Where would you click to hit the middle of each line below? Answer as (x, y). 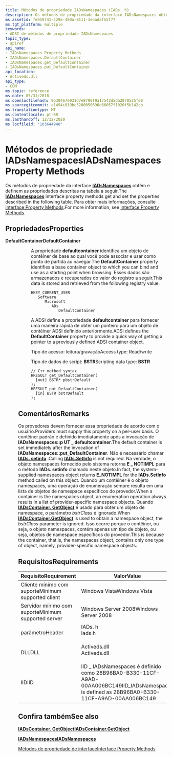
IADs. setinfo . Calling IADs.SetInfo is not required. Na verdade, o (87, 459)
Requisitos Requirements (58, 561)
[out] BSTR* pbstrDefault (63, 380)
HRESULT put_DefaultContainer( (64, 389)
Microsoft (55, 302)
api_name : (16, 48)
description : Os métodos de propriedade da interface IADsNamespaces (81, 15)
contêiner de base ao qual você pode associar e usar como (93, 256)
